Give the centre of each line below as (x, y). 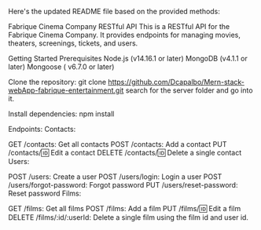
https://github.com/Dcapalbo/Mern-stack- (176, 82)
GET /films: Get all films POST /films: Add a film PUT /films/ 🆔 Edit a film (125, 208)
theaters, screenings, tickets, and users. (73, 43)
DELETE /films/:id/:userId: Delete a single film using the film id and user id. (129, 217)
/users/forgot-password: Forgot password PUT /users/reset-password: (123, 185)
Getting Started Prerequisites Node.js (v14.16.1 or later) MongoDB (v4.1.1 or (128, 58)
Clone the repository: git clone (57, 82)
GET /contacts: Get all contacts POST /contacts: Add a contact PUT (118, 144)
